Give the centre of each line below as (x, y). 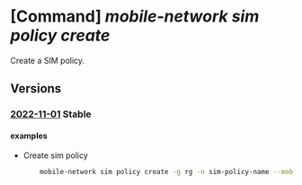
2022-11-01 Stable (51, 114)
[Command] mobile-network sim (135, 17)
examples (29, 136)
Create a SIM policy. (47, 60)
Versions (36, 88)
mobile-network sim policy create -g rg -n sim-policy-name (155, 172)
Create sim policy (56, 155)
